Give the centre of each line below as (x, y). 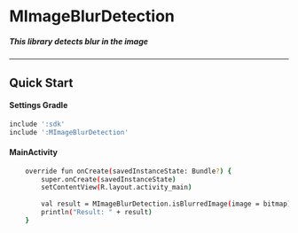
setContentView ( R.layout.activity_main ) (117, 188)
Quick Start (41, 83)
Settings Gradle (39, 105)
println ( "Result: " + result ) (97, 213)
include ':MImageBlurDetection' (69, 132)
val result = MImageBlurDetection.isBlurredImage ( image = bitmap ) (166, 204)
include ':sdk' (37, 124)
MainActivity (34, 152)
